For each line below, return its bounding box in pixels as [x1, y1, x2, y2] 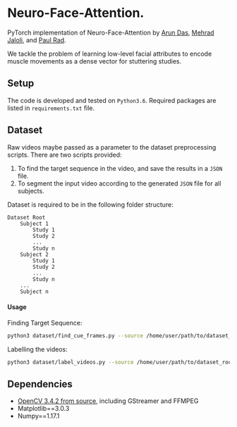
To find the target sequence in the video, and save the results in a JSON [17, 164, 223, 172]
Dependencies [7, 378, 73, 390]
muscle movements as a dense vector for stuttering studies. [7, 56, 182, 65]
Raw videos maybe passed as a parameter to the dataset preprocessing [7, 143, 217, 151]
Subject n [20, 288, 49, 295]
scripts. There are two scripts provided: [7, 150, 122, 159]
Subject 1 [20, 220, 49, 227]
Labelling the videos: [7, 344, 68, 354]
